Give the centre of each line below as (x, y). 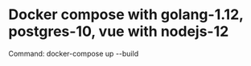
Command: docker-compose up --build (74, 53)
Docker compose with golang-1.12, (126, 15)
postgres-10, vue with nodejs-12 (119, 31)
